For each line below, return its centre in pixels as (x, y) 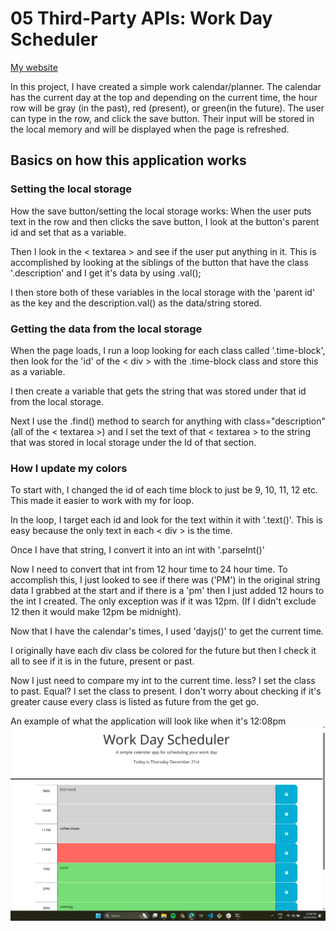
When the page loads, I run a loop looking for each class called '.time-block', (168, 350)
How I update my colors (69, 468)
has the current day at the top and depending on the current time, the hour (164, 97)
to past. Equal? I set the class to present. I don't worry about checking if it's (166, 691)
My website (34, 67)
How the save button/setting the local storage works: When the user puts (161, 211)
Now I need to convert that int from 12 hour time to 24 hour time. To (149, 569)
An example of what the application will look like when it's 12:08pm (148, 721)
